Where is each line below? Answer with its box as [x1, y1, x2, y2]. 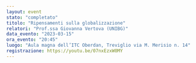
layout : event [6, 8, 42, 15]
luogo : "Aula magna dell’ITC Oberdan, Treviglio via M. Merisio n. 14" [6, 43, 191, 49]
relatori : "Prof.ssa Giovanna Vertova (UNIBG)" [6, 25, 129, 32]
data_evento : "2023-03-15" [6, 31, 74, 37]
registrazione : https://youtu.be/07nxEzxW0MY [6, 48, 123, 54]
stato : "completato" [6, 14, 59, 20]
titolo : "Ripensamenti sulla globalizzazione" [6, 20, 126, 26]
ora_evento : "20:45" [6, 37, 59, 43]
